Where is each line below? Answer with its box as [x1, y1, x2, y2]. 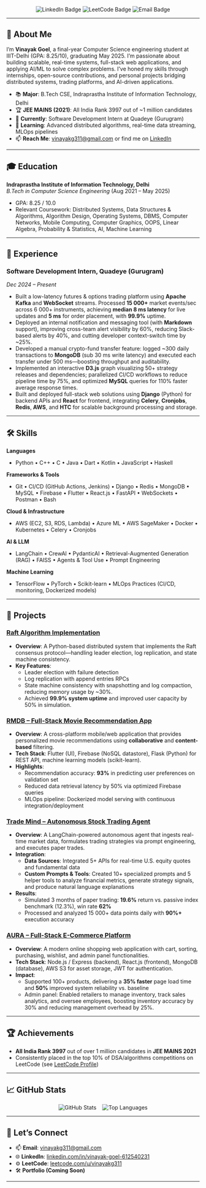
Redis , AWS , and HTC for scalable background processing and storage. [15, 403, 197, 411]
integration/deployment [24, 802, 84, 809]
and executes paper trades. [15, 844, 85, 851]
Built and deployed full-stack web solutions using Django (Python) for [15, 390, 192, 398]
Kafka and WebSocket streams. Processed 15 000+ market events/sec [15, 299, 197, 307]
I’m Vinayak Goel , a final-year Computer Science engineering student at [6, 45, 189, 53]
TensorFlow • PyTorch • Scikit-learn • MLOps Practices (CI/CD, [15, 580, 176, 588]
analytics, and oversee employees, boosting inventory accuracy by [24, 997, 194, 1005]
